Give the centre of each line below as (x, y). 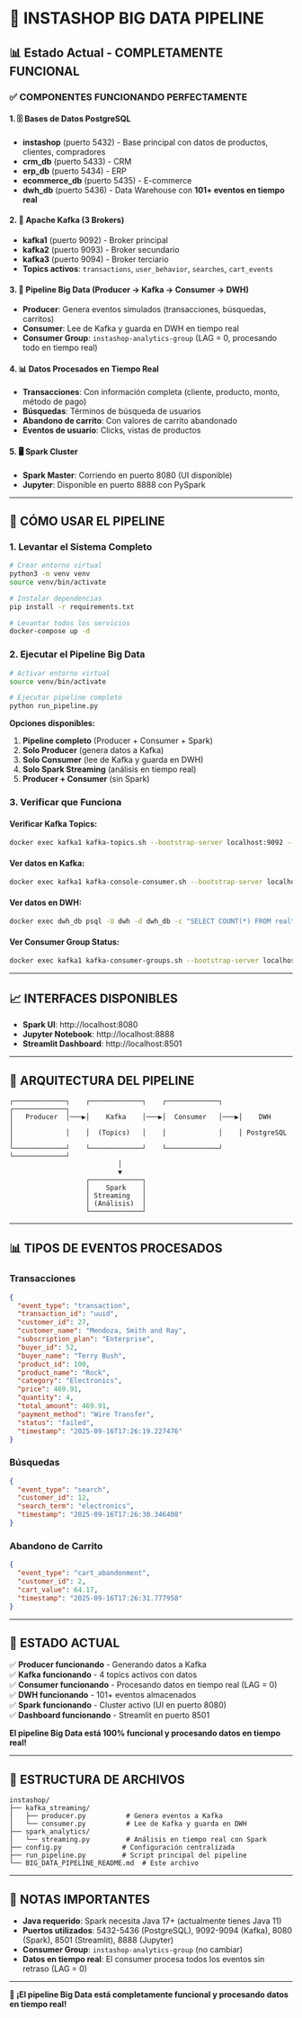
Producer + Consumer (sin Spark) (86, 779)
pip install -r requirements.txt (72, 606)
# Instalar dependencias (56, 598)
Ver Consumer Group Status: (64, 942)
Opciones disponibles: (53, 723)
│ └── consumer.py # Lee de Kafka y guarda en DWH (128, 1824)
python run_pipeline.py (54, 706)
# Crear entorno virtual (56, 566)
